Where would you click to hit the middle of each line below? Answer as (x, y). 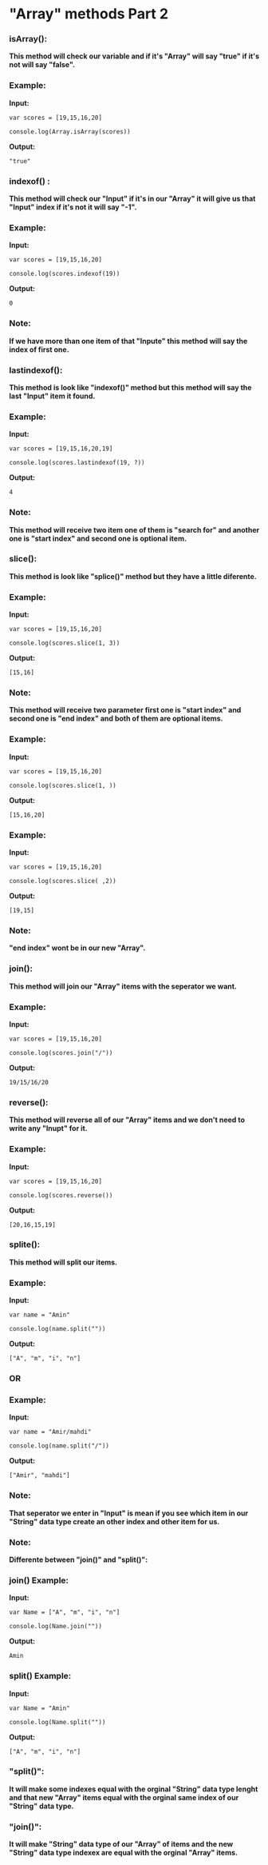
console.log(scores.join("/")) (61, 1052)
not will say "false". (42, 65)
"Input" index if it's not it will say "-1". (73, 207)
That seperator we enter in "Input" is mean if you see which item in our (129, 1513)
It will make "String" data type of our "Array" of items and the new (121, 1844)
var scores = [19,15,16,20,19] (61, 449)
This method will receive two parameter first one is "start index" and (125, 710)
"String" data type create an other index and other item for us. (114, 1521)
